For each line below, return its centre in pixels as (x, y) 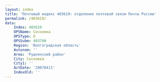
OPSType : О (25, 37)
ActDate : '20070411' (34, 68)
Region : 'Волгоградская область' (47, 45)
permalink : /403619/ (26, 18)
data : (10, 23)
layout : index (19, 9)
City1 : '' (24, 63)
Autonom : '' (26, 50)
